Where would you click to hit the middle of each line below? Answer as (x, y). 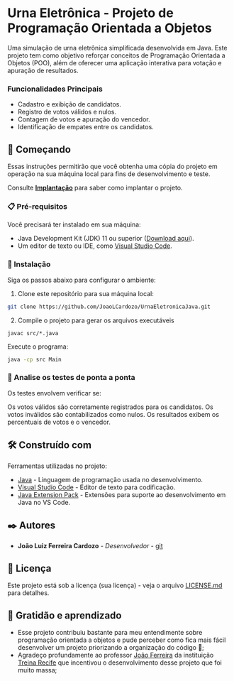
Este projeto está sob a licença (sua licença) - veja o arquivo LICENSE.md (115, 585)
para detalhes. (28, 593)
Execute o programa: (38, 347)
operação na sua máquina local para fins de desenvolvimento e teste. (109, 174)
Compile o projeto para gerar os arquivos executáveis (96, 320)
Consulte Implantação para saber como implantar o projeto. (95, 188)
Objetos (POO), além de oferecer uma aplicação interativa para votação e (115, 62)
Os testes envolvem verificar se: (54, 393)
